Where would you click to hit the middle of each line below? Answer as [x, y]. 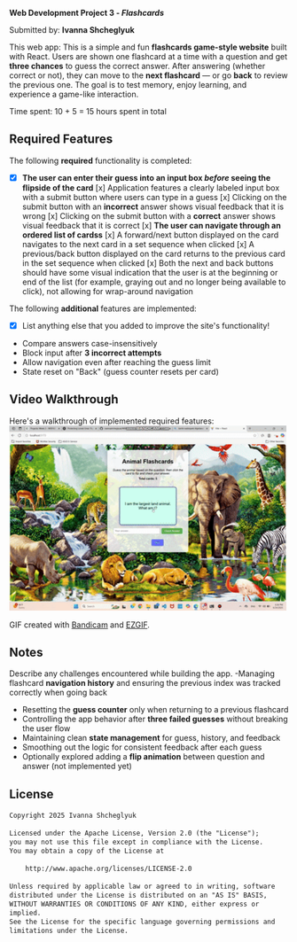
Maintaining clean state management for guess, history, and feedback [151, 738]
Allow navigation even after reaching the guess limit [116, 362]
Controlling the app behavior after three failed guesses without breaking [155, 719]
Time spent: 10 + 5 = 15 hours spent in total [88, 111]
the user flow [46, 728]
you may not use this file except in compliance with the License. [137, 842]
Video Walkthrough [64, 399]
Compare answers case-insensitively [90, 343]
